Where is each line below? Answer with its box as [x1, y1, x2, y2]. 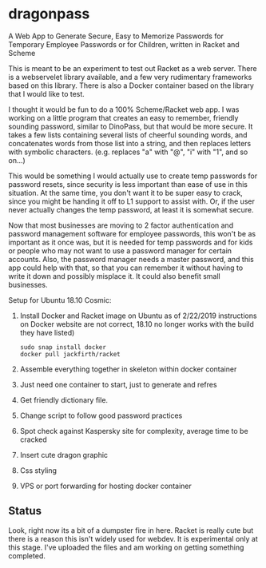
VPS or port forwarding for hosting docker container [19, 481, 192, 491]
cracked [19, 435, 48, 444]
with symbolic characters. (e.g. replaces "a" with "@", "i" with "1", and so [8, 147, 248, 157]
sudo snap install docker [19, 343, 106, 352]
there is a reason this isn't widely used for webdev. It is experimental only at [8, 534, 258, 543]
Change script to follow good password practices [19, 411, 183, 420]
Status [8, 504, 42, 518]
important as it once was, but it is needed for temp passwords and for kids [8, 237, 253, 247]
